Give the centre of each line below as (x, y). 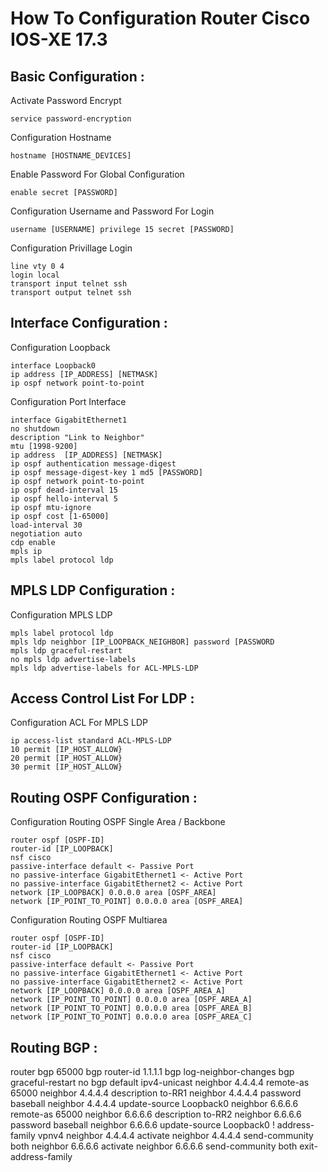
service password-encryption (71, 119)
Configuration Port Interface (68, 401)
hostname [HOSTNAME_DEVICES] (71, 156)
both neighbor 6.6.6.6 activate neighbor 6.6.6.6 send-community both (154, 1146)
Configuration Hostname (61, 137)
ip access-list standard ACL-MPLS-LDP (91, 741)
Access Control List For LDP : (102, 698)
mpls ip (26, 551)
